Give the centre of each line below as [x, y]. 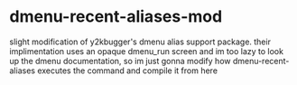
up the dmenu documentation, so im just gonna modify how [120, 61]
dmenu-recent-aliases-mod [116, 17]
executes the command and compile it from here [128, 71]
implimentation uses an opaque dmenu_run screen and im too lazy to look [147, 51]
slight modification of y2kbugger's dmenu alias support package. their [140, 42]
